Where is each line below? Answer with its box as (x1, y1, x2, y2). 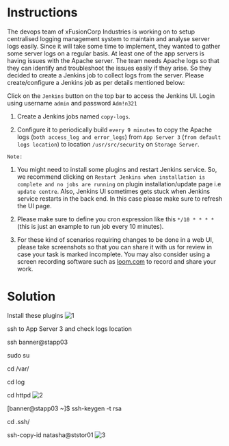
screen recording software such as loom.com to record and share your (16, 257, 217, 265)
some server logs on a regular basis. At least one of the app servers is (7, 49, 205, 58)
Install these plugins (7, 311, 64, 319)
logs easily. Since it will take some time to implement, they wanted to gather (7, 42, 221, 50)
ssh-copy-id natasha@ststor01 (7, 430, 94, 439)
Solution (7, 289, 56, 304)
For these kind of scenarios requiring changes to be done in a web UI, (16, 235, 214, 244)
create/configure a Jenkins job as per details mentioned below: (7, 78, 185, 86)
